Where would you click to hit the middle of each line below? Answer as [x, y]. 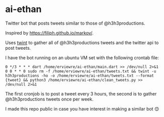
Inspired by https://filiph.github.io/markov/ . [50, 33]
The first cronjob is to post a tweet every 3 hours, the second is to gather [81, 93]
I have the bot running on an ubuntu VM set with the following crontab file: [82, 57]
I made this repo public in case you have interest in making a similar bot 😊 [82, 108]
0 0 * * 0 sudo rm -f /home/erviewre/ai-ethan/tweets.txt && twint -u [81, 71]
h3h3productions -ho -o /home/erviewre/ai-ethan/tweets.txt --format [80, 76]
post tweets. [18, 48]
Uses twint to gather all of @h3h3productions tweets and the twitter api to [82, 42]
